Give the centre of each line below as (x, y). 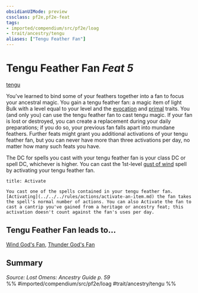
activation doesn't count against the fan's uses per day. (80, 212)
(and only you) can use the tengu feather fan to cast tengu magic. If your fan (99, 115)
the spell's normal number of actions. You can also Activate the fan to (99, 201)
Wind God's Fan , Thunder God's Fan (51, 244)
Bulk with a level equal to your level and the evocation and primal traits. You (98, 108)
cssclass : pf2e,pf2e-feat (38, 17)
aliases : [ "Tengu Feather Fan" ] (46, 39)
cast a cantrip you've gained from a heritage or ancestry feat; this (95, 207)
